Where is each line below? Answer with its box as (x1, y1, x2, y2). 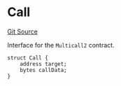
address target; (20, 60, 68, 67)
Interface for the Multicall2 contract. (7, 41, 115, 49)
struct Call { (7, 54, 49, 62)
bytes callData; (20, 66, 68, 73)
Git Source (7, 27, 38, 36)
